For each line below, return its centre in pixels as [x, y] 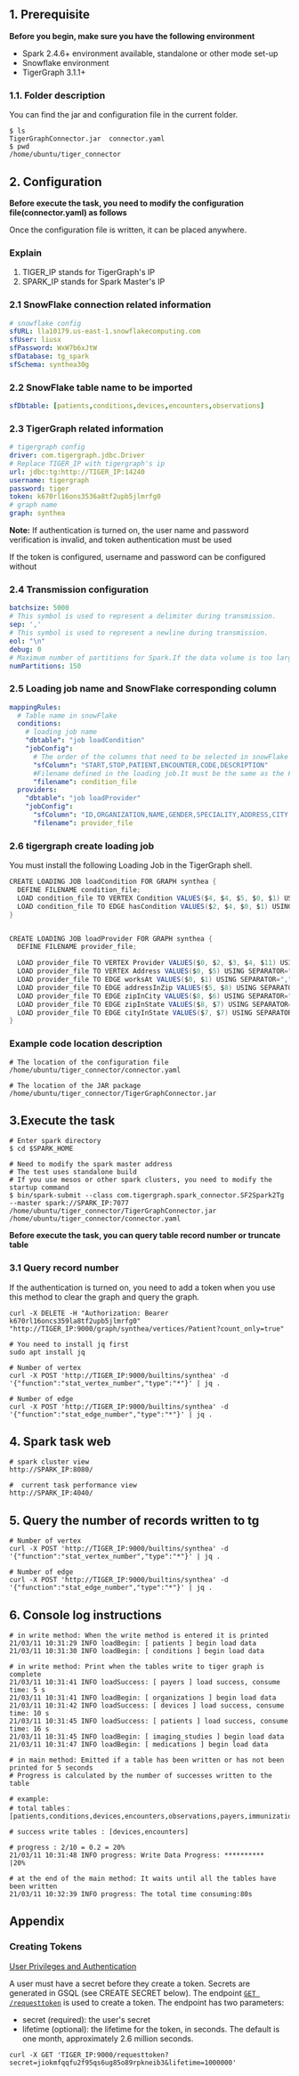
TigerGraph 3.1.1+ [54, 72]
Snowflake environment [65, 62]
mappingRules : [36, 707]
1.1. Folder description [57, 95]
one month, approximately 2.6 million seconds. [108, 2039]
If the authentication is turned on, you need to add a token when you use [142, 1287]
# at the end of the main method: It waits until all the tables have [143, 1879]
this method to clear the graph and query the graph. [105, 1297]
